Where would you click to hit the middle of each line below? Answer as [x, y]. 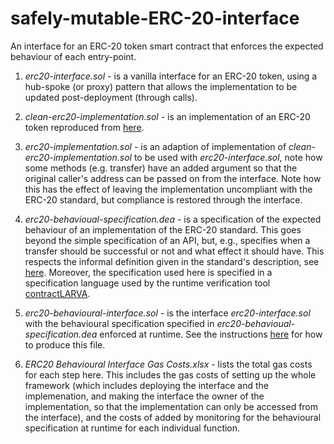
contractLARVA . [57, 293]
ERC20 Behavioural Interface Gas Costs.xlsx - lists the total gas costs [168, 364]
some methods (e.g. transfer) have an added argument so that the [161, 168]
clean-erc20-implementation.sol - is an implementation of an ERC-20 [167, 116]
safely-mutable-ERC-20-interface [155, 18]
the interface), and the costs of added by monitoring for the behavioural [173, 417]
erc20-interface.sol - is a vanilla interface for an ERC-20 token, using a [171, 76]
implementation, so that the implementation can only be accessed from [171, 406]
